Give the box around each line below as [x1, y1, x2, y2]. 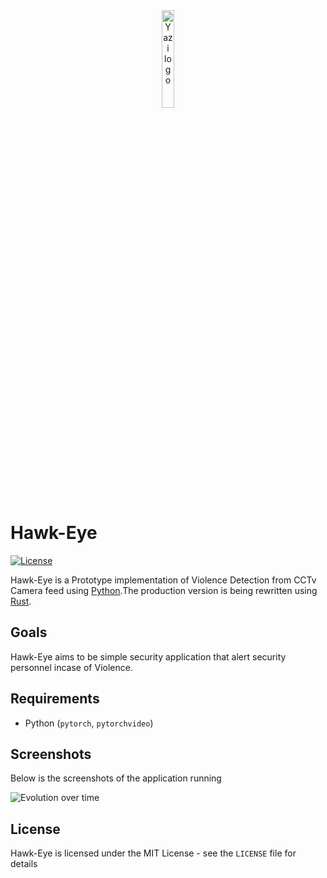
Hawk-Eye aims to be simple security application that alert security [10, 650, 287, 663]
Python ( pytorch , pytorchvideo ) [24, 717, 154, 729]
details [10, 858, 38, 870]
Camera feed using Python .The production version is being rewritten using [10, 584, 318, 596]
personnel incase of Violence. [10, 661, 133, 673]
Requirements [10, 690, 100, 708]
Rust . [10, 595, 32, 607]
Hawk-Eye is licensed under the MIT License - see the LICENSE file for [10, 847, 297, 859]
